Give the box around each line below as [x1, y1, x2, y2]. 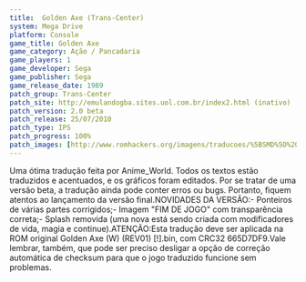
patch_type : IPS [9, 124, 71, 133]
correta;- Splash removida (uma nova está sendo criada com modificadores [9, 213, 294, 224]
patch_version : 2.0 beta [9, 106, 104, 116]
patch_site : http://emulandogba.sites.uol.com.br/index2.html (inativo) [9, 97, 291, 107]
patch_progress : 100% [9, 132, 92, 141]
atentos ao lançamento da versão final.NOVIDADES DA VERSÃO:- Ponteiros [9, 194, 293, 205]
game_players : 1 [9, 55, 71, 65]
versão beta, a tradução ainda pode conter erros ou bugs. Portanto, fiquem [9, 184, 291, 196]
